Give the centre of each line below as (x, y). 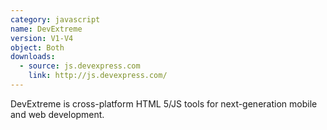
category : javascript (55, 19)
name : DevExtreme (46, 29)
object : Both (37, 47)
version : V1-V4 (42, 38)
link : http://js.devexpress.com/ (98, 76)
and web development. (57, 114)
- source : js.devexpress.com (80, 66)
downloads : (33, 57)
